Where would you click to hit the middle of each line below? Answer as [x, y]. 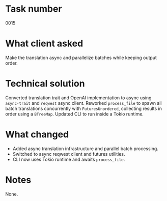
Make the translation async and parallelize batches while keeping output [81, 58]
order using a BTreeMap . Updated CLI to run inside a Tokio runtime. [75, 114]
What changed [37, 134]
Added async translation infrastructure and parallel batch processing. [86, 149]
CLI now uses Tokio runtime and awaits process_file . [69, 159]
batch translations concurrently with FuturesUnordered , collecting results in [83, 108]
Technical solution [45, 84]
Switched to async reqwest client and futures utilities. [69, 154]
